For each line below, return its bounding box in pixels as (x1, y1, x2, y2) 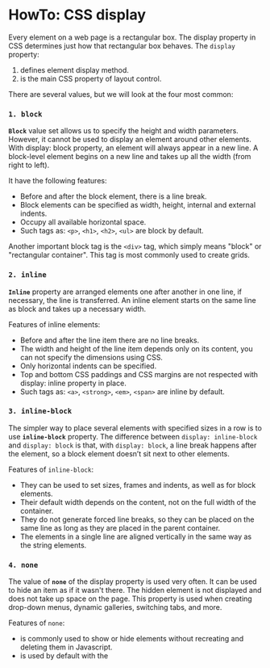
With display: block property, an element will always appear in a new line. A (8, 143, 259, 153)
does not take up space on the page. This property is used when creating (8, 594, 252, 603)
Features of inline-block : (8, 464, 94, 474)
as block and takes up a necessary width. (8, 304, 147, 313)
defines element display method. (19, 65, 129, 74)
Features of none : (8, 618, 65, 628)
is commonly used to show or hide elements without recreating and (19, 634, 244, 644)
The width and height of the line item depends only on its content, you (19, 343, 254, 353)
